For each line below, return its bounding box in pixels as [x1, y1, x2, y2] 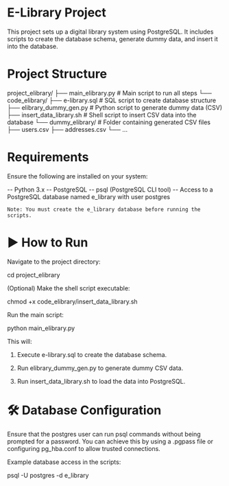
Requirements [7, 150, 89, 165]
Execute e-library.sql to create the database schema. [16, 350, 167, 358]
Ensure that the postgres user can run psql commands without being [7, 430, 201, 438]
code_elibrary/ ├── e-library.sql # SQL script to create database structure [7, 96, 217, 104]
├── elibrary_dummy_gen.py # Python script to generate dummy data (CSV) [7, 103, 223, 111]
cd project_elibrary [7, 270, 60, 279]
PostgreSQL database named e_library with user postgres [7, 192, 170, 200]
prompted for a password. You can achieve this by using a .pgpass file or [7, 437, 214, 445]
